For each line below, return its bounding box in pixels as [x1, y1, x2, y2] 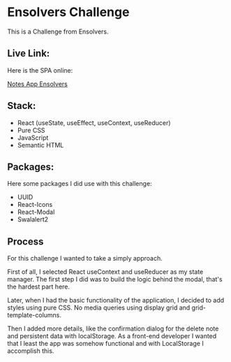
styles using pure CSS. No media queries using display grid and [7, 303, 191, 312]
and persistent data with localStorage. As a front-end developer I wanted [7, 332, 217, 340]
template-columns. [7, 311, 61, 319]
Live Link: [7, 48, 50, 59]
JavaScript [17, 133, 49, 142]
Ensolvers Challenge [7, 4, 130, 20]
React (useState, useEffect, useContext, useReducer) [17, 118, 171, 126]
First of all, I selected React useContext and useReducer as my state [7, 268, 204, 276]
